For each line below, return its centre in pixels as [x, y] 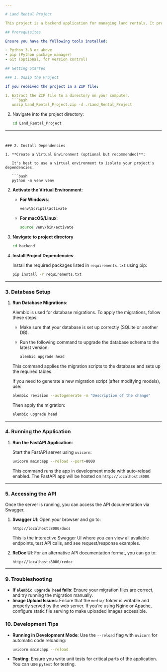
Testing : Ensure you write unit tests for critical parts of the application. [85, 659]
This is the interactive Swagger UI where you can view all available [81, 538]
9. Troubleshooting [29, 579]
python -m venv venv [33, 181]
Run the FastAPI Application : [42, 442]
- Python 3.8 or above [29, 50]
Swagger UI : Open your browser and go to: [56, 519]
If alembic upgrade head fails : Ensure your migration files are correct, [83, 590]
